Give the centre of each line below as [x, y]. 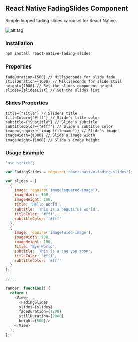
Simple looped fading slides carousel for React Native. [61, 20]
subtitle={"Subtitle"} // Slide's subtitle [51, 122]
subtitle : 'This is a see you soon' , [54, 251]
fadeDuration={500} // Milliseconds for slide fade [60, 77]
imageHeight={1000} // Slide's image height [52, 140]
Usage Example [25, 152]
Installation [19, 43]
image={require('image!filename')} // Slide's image [61, 131]
